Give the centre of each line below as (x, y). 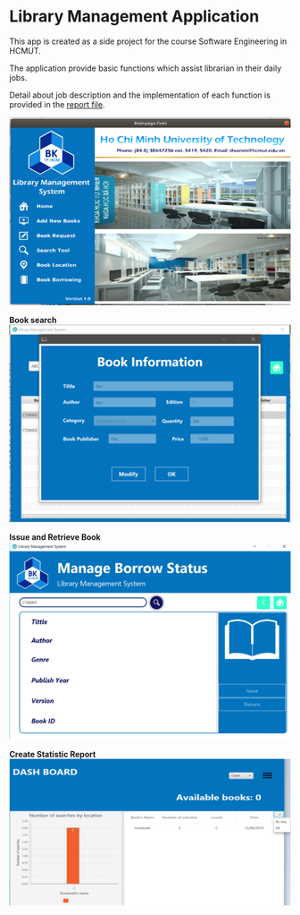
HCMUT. (25, 50)
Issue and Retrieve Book (55, 537)
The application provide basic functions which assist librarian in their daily (146, 68)
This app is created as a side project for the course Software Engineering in (148, 41)
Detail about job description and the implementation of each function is (140, 95)
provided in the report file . (57, 104)
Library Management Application (134, 17)
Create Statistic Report (53, 754)
